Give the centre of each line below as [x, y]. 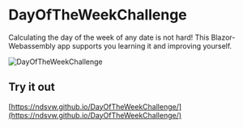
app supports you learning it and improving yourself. [145, 45]
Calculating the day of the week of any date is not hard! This [109, 37]
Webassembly [32, 45]
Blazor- [223, 37]
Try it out [32, 87]
